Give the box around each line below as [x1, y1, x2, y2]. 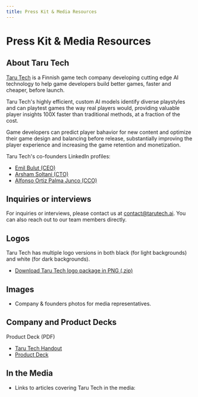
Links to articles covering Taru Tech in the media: [14, 384, 136, 391]
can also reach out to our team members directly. [6, 216, 127, 223]
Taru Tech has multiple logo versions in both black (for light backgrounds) [6, 249, 187, 257]
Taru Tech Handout [14, 345, 62, 352]
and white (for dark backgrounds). [6, 255, 90, 262]
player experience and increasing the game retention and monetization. [6, 141, 181, 148]
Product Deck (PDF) [6, 333, 55, 340]
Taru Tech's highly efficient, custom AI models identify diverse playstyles [6, 98, 186, 105]
